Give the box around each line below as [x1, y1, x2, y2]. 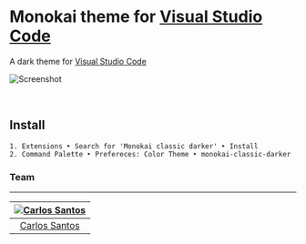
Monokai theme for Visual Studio [9, 6, 263, 27]
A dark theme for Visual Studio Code [9, 56, 148, 66]
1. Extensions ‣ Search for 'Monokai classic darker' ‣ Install [9, 141, 259, 151]
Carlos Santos [19, 219, 80, 232]
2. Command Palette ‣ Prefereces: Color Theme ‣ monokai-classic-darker [9, 149, 291, 158]
